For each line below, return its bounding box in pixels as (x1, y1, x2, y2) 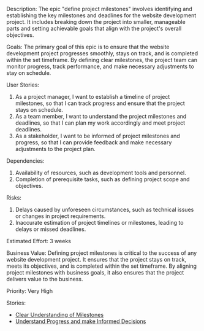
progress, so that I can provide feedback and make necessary (15, 139, 172, 146)
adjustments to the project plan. (15, 146, 96, 152)
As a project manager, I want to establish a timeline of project (15, 93, 170, 100)
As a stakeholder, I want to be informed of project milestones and (15, 132, 181, 139)
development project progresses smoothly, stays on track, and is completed (6, 50, 198, 57)
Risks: (6, 194, 21, 201)
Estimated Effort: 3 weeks (6, 238, 72, 244)
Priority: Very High (6, 287, 53, 294)
